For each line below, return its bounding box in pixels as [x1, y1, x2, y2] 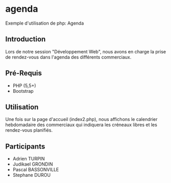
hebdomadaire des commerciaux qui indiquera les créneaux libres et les [5, 121, 158, 128]
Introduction [5, 35, 46, 44]
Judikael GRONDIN [12, 161, 53, 167]
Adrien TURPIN [12, 156, 45, 162]
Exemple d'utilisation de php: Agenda [5, 20, 84, 26]
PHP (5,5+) [12, 83, 36, 89]
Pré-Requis [5, 69, 42, 77]
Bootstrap [12, 88, 34, 94]
